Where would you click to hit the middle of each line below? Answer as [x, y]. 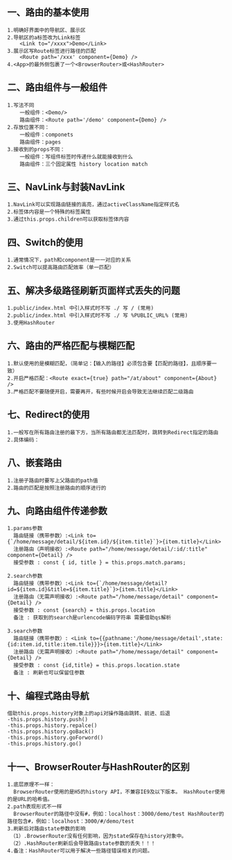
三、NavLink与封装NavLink [66, 187]
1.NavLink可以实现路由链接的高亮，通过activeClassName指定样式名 [93, 205]
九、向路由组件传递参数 [57, 511]
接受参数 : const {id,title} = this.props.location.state [97, 665]
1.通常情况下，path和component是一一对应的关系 [69, 260]
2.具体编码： [23, 440]
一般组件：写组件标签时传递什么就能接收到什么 [77, 157]
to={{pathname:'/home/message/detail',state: [157, 639]
